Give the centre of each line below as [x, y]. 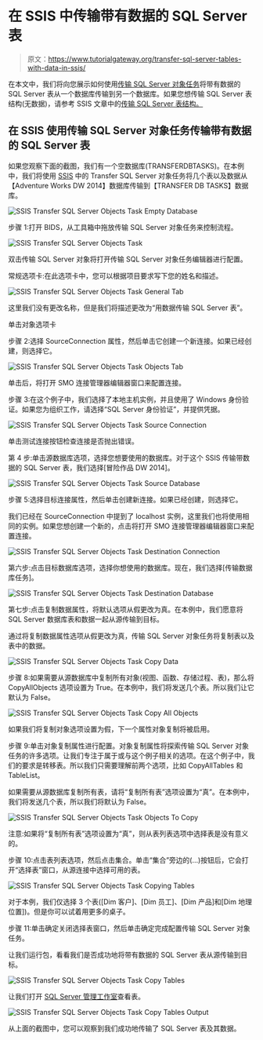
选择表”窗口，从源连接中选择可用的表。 [81, 870]
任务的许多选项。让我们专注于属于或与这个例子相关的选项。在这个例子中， [128, 755]
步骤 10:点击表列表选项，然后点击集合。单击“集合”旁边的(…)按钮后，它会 [125, 859]
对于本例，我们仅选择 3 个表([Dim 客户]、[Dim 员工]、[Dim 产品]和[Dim [122, 901]
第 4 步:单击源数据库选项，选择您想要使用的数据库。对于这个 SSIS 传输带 [126, 458]
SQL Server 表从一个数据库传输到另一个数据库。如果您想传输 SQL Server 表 [130, 93]
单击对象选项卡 [32, 324]
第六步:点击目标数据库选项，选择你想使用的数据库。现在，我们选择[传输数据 [130, 567]
